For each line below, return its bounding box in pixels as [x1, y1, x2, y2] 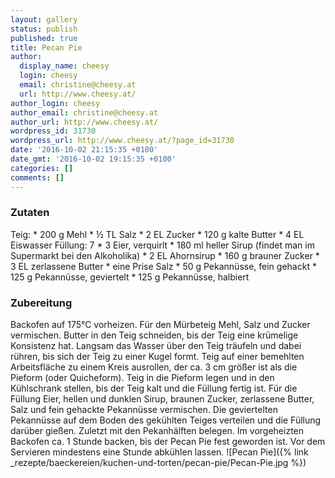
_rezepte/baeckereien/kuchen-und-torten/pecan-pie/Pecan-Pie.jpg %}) [10, 457, 307, 469]
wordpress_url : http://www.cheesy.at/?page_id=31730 [10, 136, 235, 146]
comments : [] [10, 172, 65, 183]
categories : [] [10, 163, 74, 173]
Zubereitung [10, 296, 73, 310]
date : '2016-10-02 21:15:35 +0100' [10, 145, 159, 155]
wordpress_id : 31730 [10, 126, 97, 136]
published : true [10, 33, 78, 43]
